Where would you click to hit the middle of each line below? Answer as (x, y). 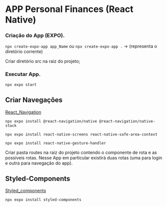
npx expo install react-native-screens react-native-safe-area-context (81, 134)
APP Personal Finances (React (69, 9)
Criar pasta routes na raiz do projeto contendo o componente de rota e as (81, 152)
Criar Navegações (34, 100)
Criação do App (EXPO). (35, 35)
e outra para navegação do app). (39, 163)
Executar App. (23, 74)
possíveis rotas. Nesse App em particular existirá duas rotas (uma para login (84, 157)
